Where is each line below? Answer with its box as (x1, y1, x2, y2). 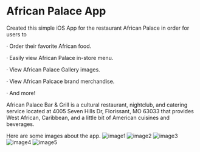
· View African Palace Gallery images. (6, 65, 100, 73)
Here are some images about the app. (6, 132, 102, 139)
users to (6, 30, 27, 38)
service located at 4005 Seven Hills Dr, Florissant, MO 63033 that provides (6, 107, 195, 114)
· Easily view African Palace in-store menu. (6, 54, 114, 61)
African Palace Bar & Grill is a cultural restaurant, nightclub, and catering (6, 101, 188, 108)
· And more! (6, 89, 36, 96)
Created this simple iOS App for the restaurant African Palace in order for (6, 24, 190, 31)
